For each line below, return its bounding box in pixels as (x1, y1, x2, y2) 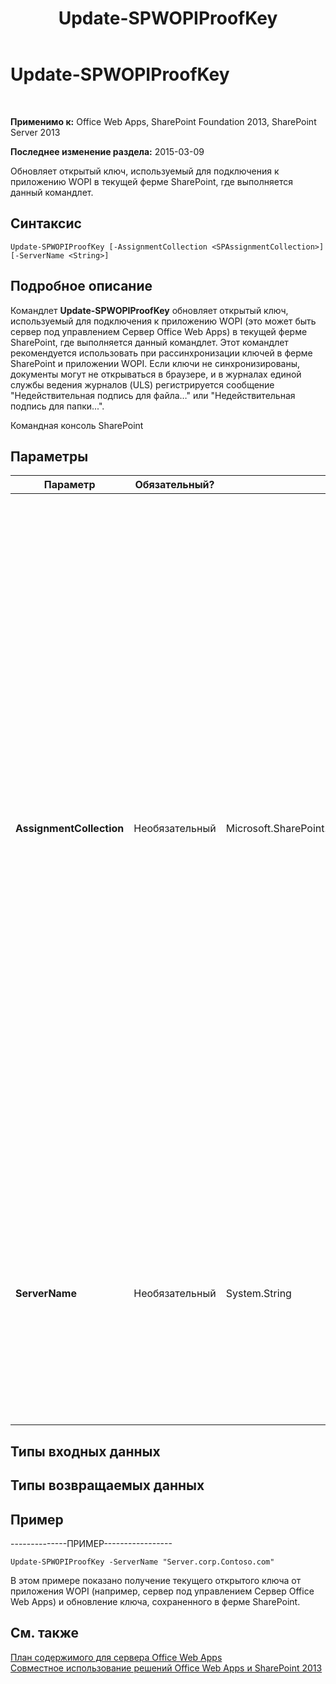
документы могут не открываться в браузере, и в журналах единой (10, 368, 302, 380)
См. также (10, 1625, 80, 1642)
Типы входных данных (10, 1443, 161, 1460)
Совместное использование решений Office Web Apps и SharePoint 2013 (10, 1662, 323, 1674)
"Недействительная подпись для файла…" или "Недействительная (10, 389, 296, 401)
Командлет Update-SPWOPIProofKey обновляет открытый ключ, (10, 304, 289, 316)
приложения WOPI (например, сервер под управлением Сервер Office (10, 1585, 315, 1597)
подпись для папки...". (10, 400, 105, 412)
